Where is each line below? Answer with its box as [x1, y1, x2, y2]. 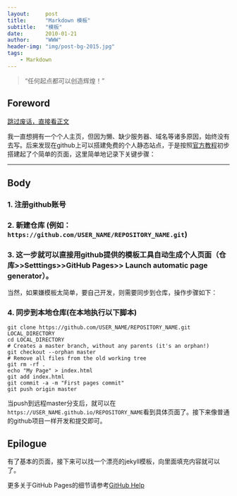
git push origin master [7, 386, 78, 393]
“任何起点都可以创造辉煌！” [24, 76, 105, 85]
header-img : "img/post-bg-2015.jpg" [7, 43, 115, 50]
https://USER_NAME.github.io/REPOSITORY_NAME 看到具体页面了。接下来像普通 [7, 408, 230, 416]
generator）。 [7, 271, 54, 281]
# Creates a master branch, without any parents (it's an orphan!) [7, 343, 210, 350]
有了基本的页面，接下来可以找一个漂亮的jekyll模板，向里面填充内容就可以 [7, 457, 220, 466]
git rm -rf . [7, 361, 46, 368]
